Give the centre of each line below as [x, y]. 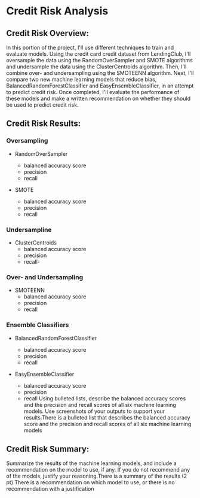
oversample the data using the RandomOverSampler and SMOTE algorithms [99, 60]
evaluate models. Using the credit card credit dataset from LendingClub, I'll [99, 54]
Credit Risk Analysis [57, 11]
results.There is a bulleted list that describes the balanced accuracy [107, 417]
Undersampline [29, 230]
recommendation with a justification [50, 489]
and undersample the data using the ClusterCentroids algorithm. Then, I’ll [96, 67]
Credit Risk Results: [44, 124]
